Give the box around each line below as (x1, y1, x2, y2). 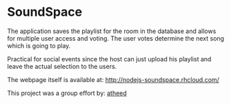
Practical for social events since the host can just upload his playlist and (7, 54, 212, 63)
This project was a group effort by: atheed (7, 89, 128, 97)
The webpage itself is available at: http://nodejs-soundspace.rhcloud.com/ (7, 75, 219, 83)
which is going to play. (7, 41, 71, 50)
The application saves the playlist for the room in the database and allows (7, 27, 217, 35)
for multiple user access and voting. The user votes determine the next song (7, 34, 225, 42)
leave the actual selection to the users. (7, 62, 117, 70)
